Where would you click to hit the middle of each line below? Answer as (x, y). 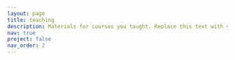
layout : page (26, 13)
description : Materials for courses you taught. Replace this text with (115, 26)
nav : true (22, 33)
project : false (29, 39)
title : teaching (31, 20)
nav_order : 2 (26, 46)
